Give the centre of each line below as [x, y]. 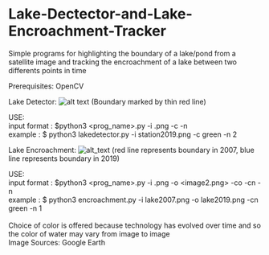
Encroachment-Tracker [88, 31]
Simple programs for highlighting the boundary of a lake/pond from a [122, 53]
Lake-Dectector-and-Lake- [100, 14]
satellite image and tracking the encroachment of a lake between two [122, 62]
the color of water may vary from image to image [89, 233]
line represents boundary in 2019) [64, 158]
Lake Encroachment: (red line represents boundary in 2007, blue [131, 150]
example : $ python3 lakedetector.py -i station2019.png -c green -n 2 [123, 134]
